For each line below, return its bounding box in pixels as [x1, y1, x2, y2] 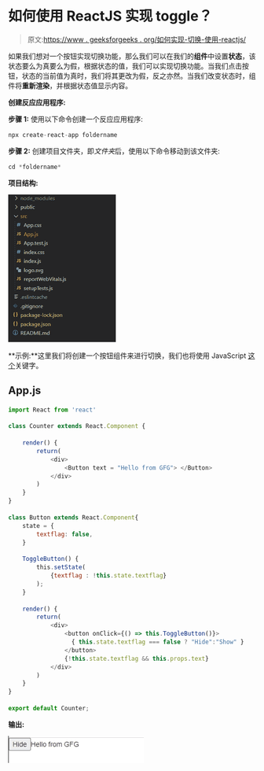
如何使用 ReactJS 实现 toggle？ [8, 7, 213, 25]
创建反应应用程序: [8, 98, 66, 107]
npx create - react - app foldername [8, 131, 118, 138]
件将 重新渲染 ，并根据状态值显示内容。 [8, 80, 132, 90]
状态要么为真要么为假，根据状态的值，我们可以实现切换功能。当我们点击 [8, 61, 242, 71]
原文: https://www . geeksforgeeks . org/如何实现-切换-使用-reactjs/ [27, 35, 246, 44]
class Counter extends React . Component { [8, 422, 146, 430]
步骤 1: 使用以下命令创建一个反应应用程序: [8, 114, 144, 124]
